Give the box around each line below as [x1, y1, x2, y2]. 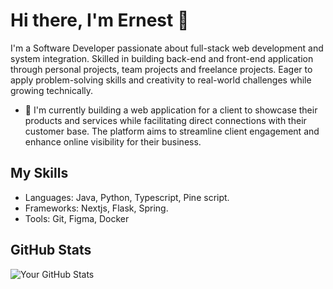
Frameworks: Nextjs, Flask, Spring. [24, 202, 169, 214]
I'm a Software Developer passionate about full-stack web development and [10, 42, 324, 54]
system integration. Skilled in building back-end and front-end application [10, 52, 314, 64]
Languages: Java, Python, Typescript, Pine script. [24, 191, 230, 203]
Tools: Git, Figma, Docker [24, 212, 130, 224]
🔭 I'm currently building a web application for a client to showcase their [24, 104, 318, 116]
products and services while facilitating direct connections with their [24, 114, 307, 126]
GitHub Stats [10, 242, 92, 259]
